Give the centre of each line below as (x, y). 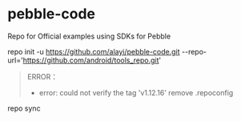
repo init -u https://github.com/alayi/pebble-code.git (94, 51)
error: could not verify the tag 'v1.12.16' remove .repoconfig (136, 92)
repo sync (24, 108)
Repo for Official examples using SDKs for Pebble (89, 36)
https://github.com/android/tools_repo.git (91, 60)
